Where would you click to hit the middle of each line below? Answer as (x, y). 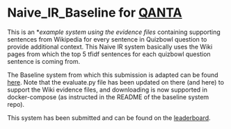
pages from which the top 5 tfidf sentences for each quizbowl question (109, 54)
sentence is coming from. (44, 61)
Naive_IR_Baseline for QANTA (95, 13)
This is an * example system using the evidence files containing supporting (114, 32)
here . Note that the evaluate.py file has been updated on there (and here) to (116, 82)
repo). (16, 104)
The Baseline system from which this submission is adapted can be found (113, 75)
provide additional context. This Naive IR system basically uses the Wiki (110, 46)
